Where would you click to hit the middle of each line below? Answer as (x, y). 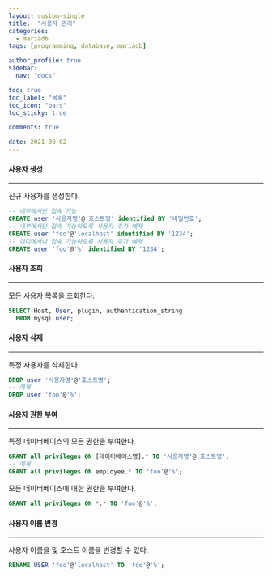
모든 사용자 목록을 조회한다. (52, 295)
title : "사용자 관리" (42, 23)
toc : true (25, 90)
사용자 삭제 (25, 337)
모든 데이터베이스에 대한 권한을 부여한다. (72, 488)
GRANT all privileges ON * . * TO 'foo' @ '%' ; (83, 504)
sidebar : (23, 68)
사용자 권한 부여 (33, 414)
